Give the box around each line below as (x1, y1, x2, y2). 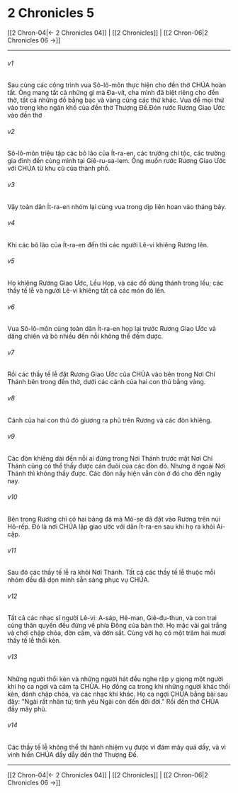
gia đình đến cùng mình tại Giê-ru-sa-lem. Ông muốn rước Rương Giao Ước (7, 157, 227, 165)
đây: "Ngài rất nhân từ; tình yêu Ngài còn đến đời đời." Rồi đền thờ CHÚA (7, 697, 220, 706)
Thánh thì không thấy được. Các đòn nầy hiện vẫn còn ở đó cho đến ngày (7, 469, 222, 478)
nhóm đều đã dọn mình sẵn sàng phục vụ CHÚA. (7, 575, 150, 584)
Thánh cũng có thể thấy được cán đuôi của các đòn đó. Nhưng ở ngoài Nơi (7, 461, 225, 470)
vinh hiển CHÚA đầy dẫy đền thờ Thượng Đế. (7, 750, 139, 759)
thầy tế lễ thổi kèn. (7, 636, 62, 645)
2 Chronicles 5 (7, 5, 94, 21)
